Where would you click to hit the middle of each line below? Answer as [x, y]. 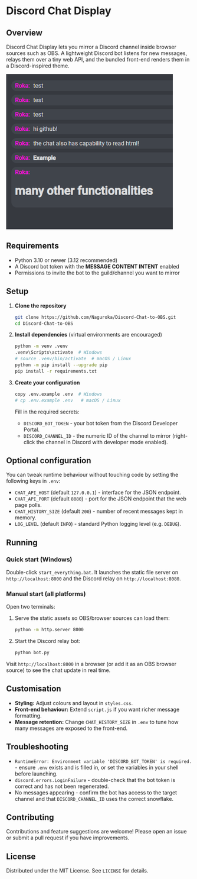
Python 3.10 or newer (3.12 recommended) [66, 260]
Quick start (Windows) [39, 559]
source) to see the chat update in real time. [58, 670]
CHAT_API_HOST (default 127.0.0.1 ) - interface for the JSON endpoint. [98, 493]
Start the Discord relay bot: [47, 641]
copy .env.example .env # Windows [58, 394]
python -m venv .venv [41, 346]
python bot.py [32, 653]
